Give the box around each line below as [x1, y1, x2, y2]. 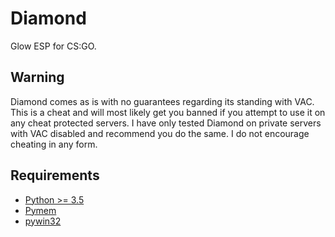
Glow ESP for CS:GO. [10, 40, 97, 52]
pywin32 [24, 215, 62, 227]
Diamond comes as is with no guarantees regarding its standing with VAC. [10, 95, 315, 107]
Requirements [10, 167, 100, 184]
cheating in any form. [10, 138, 98, 150]
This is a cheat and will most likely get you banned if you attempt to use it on [10, 106, 326, 118]
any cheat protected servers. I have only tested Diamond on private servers [10, 117, 322, 129]
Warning [10, 69, 65, 86]
